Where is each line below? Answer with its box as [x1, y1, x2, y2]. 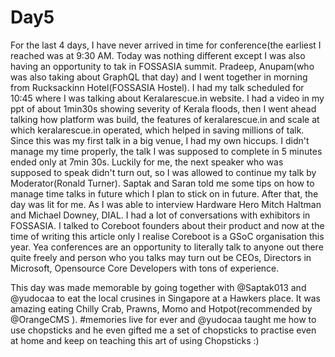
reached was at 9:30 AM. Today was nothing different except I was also [10, 49, 306, 61]
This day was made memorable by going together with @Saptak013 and [10, 281, 307, 293]
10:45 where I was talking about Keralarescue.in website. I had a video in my [10, 92, 325, 104]
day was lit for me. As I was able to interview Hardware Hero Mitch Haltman [10, 198, 322, 210]
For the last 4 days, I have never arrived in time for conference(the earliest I [10, 39, 322, 51]
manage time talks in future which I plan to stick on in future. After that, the [10, 187, 319, 200]
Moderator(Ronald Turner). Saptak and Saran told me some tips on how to [10, 177, 315, 189]
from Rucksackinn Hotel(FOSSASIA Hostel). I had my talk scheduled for [10, 81, 305, 93]
